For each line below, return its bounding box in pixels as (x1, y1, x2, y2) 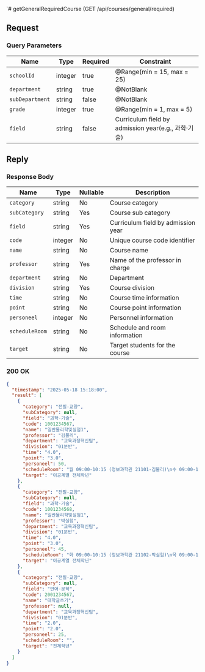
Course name (109, 246, 148, 255)
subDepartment (9, 96, 51, 103)
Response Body (6, 173, 54, 181)
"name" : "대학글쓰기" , (22, 597, 74, 603)
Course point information (109, 303, 182, 312)
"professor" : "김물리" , (22, 432, 79, 439)
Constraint (139, 57, 171, 66)
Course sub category (109, 208, 171, 217)
